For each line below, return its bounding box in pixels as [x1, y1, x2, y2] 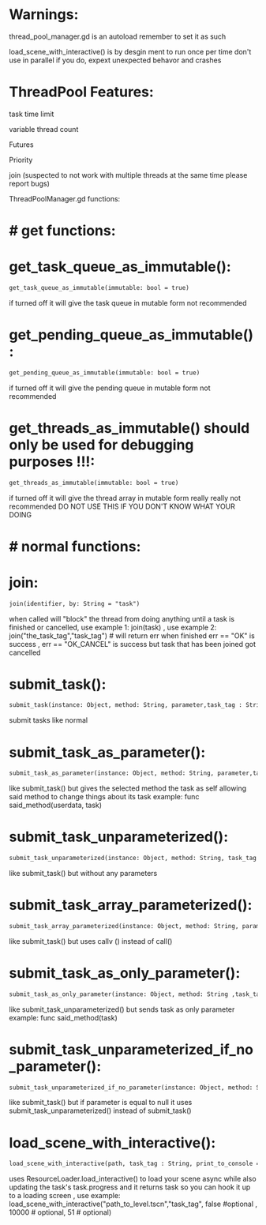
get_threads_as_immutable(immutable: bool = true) [9, 479, 179, 487]
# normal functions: [9, 537, 141, 555]
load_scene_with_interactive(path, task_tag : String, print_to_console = [9, 1159, 260, 1168]
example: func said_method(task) [9, 1013, 118, 1022]
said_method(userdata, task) [9, 800, 102, 810]
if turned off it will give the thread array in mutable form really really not [9, 493, 242, 502]
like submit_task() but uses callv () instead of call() [9, 936, 173, 945]
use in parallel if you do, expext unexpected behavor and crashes [9, 55, 222, 65]
